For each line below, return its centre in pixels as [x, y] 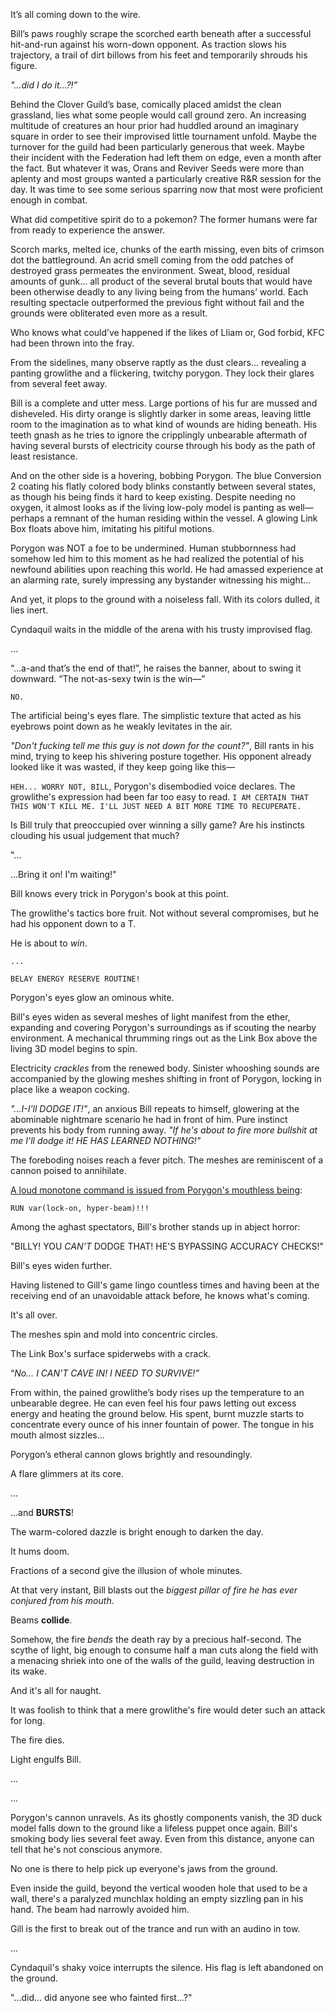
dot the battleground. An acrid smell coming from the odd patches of [152, 260]
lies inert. [29, 610]
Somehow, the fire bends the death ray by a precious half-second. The [156, 1639]
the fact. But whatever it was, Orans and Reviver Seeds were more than [157, 168]
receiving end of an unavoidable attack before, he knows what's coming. [160, 1295]
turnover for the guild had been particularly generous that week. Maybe [157, 147]
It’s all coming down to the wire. [76, 14]
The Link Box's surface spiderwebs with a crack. [111, 1353]
